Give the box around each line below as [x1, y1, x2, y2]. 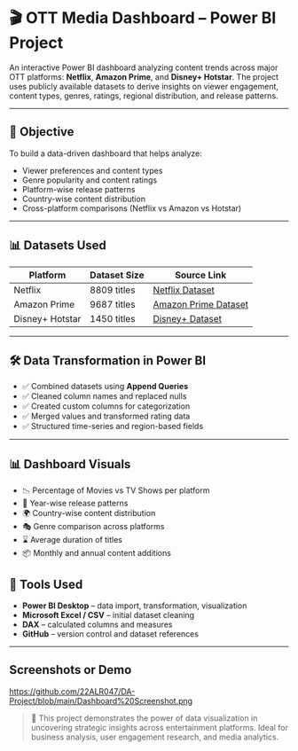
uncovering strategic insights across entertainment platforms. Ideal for [30, 722, 289, 732]
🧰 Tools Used [9, 576, 83, 591]
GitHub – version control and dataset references [21, 629, 200, 639]
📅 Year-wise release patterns [21, 498, 129, 509]
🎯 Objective [9, 124, 74, 139]
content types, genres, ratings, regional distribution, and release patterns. [9, 90, 278, 101]
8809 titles [90, 284, 136, 296]
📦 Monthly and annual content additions [21, 548, 171, 559]
